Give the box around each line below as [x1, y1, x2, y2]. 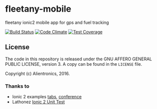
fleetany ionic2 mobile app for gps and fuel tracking [5, 19, 109, 25]
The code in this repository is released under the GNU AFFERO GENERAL [5, 56, 152, 62]
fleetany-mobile [5, 3, 72, 15]
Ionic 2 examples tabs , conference [12, 94, 82, 100]
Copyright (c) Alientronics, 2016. [5, 71, 70, 76]
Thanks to [5, 83, 30, 90]
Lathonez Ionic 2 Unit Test [12, 99, 65, 105]
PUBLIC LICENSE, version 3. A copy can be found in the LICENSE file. [5, 61, 142, 67]
